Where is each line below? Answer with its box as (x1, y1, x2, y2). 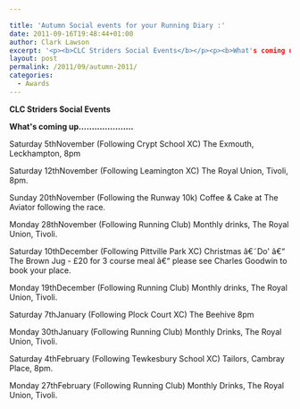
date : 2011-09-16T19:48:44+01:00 (9, 29, 134, 38)
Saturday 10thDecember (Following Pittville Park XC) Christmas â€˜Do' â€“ (9, 245, 286, 256)
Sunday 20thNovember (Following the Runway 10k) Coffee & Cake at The (9, 192, 279, 202)
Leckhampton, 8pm (9, 148, 81, 158)
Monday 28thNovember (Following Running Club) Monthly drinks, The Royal (9, 218, 289, 229)
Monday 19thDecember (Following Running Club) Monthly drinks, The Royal (9, 282, 288, 293)
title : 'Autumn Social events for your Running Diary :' (9, 21, 226, 30)
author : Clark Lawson (9, 38, 90, 47)
